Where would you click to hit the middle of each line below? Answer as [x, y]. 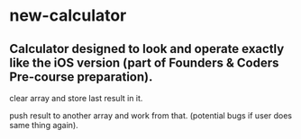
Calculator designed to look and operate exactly [147, 49]
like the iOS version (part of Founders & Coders [144, 62]
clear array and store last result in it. [76, 98]
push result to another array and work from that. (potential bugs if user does [151, 116]
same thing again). [44, 125]
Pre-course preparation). [81, 77]
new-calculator [68, 16]
